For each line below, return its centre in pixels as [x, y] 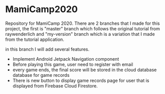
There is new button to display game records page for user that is [81, 80]
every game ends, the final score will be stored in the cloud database [85, 70]
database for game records [41, 75]
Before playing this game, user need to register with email [73, 64]
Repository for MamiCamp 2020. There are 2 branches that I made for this [83, 23]
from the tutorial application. [35, 39]
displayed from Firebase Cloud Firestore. [55, 86]
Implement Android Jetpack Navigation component [66, 59]
